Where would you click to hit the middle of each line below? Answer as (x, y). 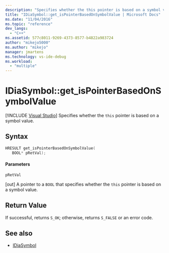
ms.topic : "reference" (29, 24)
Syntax (17, 137)
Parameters (18, 164)
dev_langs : (17, 29)
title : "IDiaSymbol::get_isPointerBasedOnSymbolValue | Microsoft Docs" (83, 15)
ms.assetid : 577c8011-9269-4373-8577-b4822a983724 (59, 38)
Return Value (26, 205)
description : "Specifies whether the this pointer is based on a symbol (83, 10)
